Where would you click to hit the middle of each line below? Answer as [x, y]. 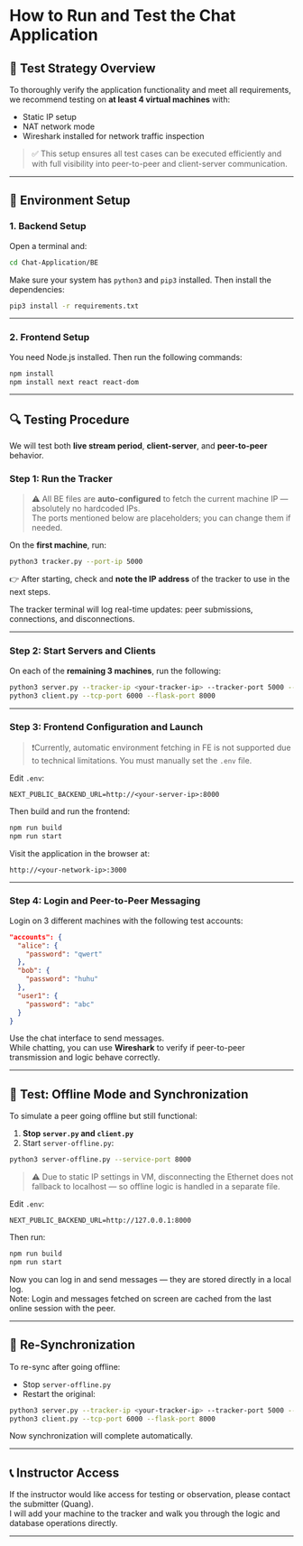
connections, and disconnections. [72, 619]
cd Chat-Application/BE [54, 263]
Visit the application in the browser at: [80, 853]
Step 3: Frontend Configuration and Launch [106, 727]
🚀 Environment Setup [70, 201]
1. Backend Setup [48, 227]
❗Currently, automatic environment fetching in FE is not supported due [161, 747]
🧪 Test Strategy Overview [83, 68]
